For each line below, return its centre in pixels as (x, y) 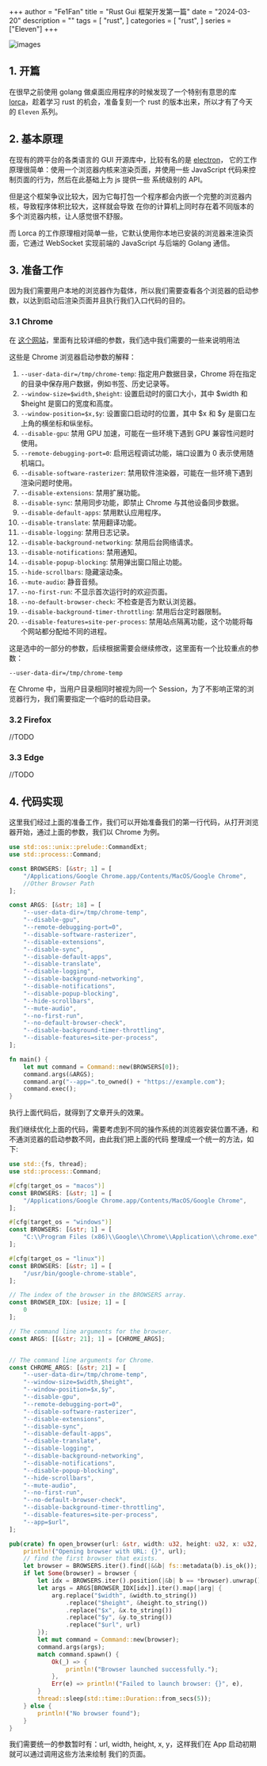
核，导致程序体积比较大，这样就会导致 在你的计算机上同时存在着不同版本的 (132, 206)
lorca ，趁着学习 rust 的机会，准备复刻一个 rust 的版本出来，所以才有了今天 (131, 101)
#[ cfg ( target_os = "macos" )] (57, 1186)
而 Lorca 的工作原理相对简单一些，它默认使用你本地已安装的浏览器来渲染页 (132, 233)
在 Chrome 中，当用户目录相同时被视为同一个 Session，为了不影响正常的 (128, 689)
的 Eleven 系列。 (36, 111)
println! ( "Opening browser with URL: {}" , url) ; (105, 1551)
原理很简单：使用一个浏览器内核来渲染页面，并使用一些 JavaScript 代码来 (129, 170)
